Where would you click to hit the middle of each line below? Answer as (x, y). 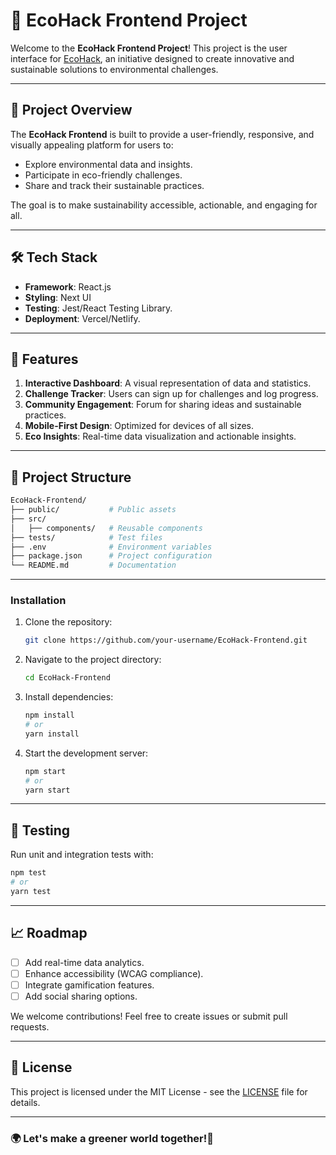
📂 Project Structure (71, 477)
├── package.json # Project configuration (111, 556)
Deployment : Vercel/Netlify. (82, 318)
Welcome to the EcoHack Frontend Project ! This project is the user (149, 48)
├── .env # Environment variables (111, 547)
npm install (49, 715)
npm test (28, 873)
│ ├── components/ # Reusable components (106, 528)
